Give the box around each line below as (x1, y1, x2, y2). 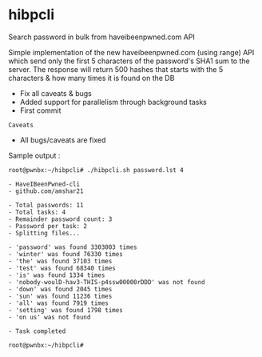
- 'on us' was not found (8, 313, 91, 321)
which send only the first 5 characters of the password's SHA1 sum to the (8, 56, 250, 66)
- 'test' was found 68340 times (8, 264, 116, 272)
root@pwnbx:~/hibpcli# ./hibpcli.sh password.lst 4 (8, 166, 184, 174)
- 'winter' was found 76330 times (8, 250, 124, 258)
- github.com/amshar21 (8, 187, 84, 195)
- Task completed (8, 327, 66, 335)
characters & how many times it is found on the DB (8, 73, 175, 82)
